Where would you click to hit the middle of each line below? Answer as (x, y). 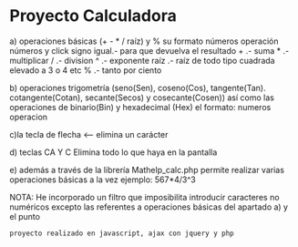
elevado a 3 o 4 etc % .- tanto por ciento (86, 70)
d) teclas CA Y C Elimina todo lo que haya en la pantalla (113, 152)
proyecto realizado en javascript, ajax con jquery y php (122, 233)
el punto (25, 216)
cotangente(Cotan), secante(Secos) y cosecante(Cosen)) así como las (142, 98)
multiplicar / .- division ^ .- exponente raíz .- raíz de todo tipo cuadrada (142, 60)
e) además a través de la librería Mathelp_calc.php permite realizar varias (147, 170)
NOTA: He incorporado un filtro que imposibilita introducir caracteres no (144, 197)
